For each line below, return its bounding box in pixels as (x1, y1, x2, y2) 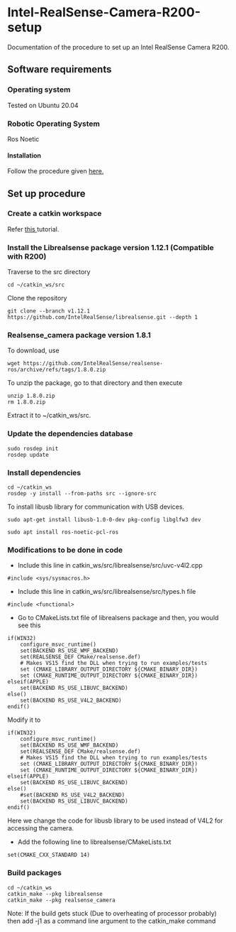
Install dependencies (7, 467, 82, 477)
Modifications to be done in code (7, 545, 123, 555)
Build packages (7, 868, 62, 878)
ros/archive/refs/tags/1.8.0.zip (7, 367, 106, 374)
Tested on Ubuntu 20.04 (7, 101, 79, 109)
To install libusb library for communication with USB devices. (7, 502, 185, 511)
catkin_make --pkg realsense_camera (7, 896, 116, 904)
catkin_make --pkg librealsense (7, 890, 103, 897)
